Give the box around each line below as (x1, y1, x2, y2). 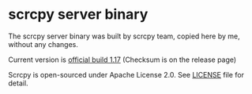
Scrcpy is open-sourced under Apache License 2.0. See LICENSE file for (8, 70, 245, 79)
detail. (8, 78, 29, 88)
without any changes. (8, 39, 79, 49)
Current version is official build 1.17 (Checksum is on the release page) (8, 55, 237, 64)
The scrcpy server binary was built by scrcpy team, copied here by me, (8, 31, 240, 41)
